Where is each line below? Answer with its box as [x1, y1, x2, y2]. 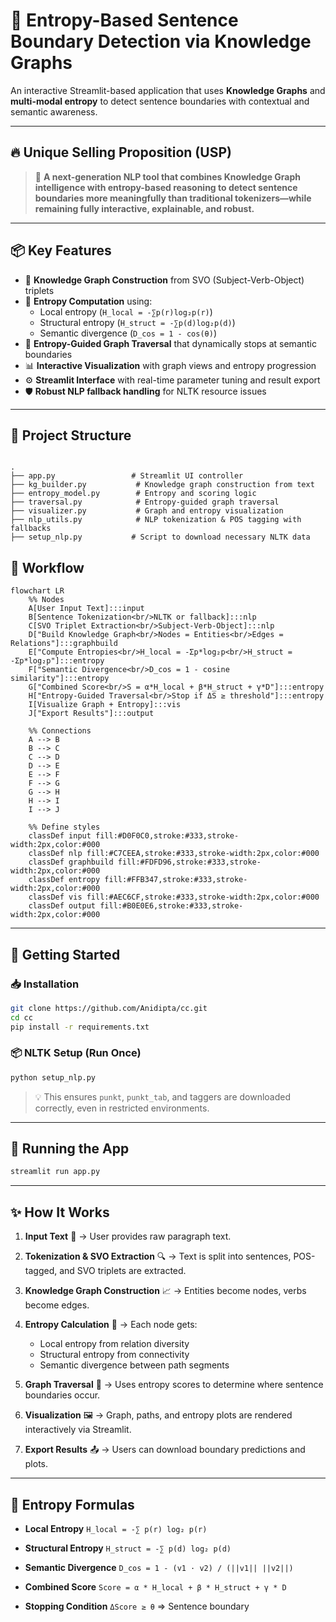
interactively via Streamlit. [24, 1424, 132, 1436]
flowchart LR [10, 586, 65, 596]
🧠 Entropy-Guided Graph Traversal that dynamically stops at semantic [24, 337, 317, 349]
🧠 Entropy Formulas [10, 1496, 135, 1513]
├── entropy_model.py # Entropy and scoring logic [10, 489, 257, 499]
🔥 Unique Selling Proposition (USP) [10, 144, 232, 161]
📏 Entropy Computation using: [24, 295, 153, 307]
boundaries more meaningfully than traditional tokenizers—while [34, 192, 312, 204]
